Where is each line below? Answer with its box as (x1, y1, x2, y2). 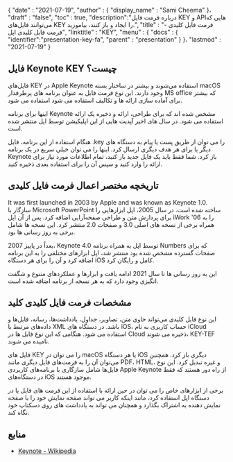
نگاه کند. (8, 409, 30, 417)
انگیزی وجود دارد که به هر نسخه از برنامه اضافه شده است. (8, 277, 159, 285)
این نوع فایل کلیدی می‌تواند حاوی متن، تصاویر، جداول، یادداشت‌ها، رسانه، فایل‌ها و (8, 315, 217, 323)
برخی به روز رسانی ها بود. (8, 228, 76, 236)
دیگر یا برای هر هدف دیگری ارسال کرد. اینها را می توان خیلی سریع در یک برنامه (8, 145, 211, 153)
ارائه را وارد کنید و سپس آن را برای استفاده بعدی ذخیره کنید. (8, 160, 163, 168)
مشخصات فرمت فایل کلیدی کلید (8, 297, 132, 309)
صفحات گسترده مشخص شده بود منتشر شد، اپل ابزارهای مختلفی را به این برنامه (8, 248, 216, 257)
